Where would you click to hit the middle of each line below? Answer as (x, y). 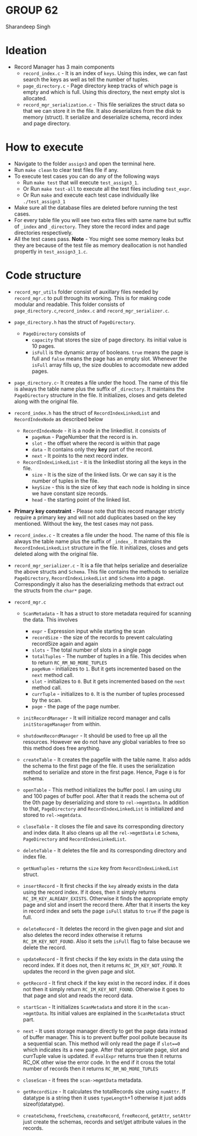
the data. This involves (50, 619)
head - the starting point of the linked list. (81, 499)
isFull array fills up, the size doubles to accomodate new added (110, 364)
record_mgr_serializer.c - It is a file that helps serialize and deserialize (101, 565)
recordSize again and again (65, 643)
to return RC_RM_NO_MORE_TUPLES (69, 662)
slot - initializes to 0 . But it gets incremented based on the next (108, 681)
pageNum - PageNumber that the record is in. (85, 437)
